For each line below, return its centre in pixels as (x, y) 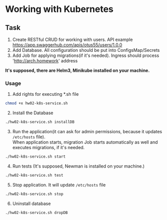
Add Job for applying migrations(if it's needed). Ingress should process (86, 55)
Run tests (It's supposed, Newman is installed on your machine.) (78, 166)
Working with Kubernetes (59, 9)
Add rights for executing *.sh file (45, 94)
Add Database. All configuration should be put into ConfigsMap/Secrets (86, 50)
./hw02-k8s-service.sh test (34, 175)
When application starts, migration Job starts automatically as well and (85, 142)
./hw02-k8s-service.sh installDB (40, 122)
